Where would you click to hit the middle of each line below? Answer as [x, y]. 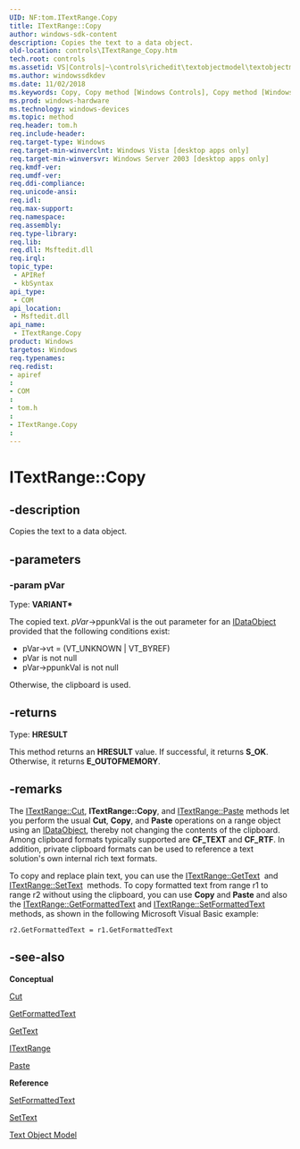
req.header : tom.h [43, 126]
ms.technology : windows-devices [69, 109]
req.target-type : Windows [57, 142]
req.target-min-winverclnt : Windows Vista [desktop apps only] [129, 150]
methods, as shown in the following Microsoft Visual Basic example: [134, 913]
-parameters [45, 559]
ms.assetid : [31, 68]
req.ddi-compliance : [48, 184]
